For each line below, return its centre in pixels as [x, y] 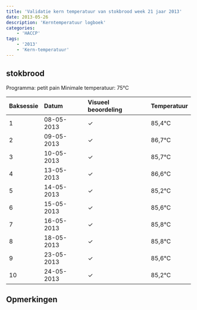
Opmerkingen [32, 299]
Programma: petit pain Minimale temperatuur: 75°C [67, 87]
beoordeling [105, 109]
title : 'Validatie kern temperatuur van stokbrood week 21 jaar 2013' [94, 11]
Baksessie [24, 106]
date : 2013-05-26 [27, 17]
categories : [21, 28]
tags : [13, 39]
